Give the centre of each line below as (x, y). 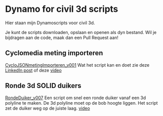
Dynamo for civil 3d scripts (62, 9)
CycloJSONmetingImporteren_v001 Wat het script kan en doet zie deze (77, 65)
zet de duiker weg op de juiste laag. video (48, 108)
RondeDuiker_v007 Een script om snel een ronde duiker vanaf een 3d (76, 98)
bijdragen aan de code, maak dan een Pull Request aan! (62, 38)
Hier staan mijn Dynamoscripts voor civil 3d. (50, 23)
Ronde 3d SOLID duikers (43, 86)
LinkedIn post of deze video (33, 70)
